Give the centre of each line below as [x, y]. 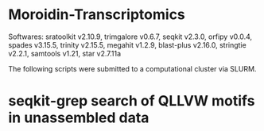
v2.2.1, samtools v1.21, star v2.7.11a [65, 53]
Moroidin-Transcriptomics [97, 15]
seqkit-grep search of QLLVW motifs [132, 101]
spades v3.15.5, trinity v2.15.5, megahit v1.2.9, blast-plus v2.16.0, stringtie [127, 44]
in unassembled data [79, 118]
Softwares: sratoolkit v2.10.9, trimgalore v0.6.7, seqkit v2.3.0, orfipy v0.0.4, [130, 37]
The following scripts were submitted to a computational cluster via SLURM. [132, 68]
